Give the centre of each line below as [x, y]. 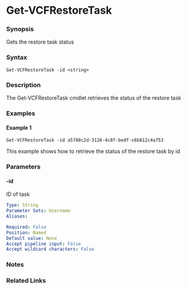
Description [24, 85]
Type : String [22, 205]
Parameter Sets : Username [38, 211]
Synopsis [20, 29]
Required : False [26, 227]
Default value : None [32, 238]
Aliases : [17, 216]
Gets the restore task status [40, 42]
